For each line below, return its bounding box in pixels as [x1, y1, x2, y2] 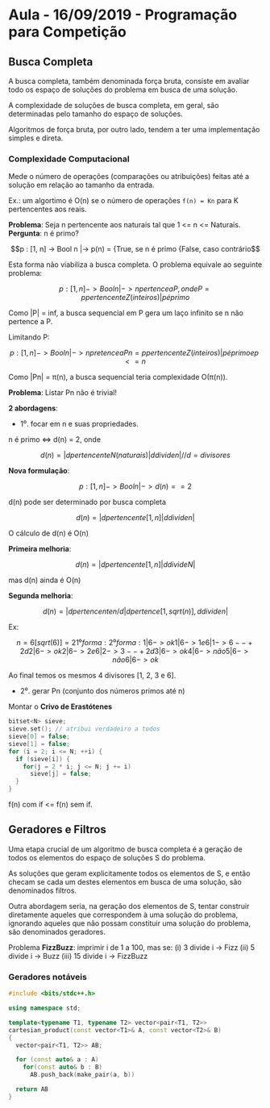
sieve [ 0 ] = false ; [8, 732, 70, 741]
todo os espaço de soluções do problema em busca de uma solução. [8, 85, 238, 94]
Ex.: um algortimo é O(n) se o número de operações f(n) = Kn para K [8, 196, 239, 206]
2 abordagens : [8, 403, 58, 413]
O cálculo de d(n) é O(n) [8, 528, 89, 538]
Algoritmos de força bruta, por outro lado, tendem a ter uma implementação [8, 125, 260, 134]
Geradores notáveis [8, 971, 87, 982]
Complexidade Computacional [8, 153, 131, 165]
